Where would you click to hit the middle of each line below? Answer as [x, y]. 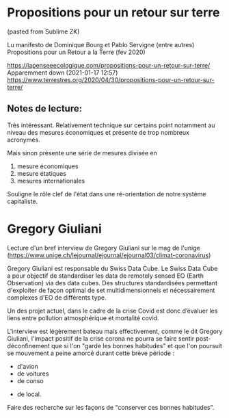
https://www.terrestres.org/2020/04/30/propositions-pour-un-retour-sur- [111, 79]
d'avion [28, 366]
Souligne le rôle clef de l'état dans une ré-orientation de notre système [107, 194]
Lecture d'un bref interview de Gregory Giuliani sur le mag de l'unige [104, 248]
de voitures [33, 374]
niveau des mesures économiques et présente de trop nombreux [98, 132]
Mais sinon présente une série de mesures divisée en [82, 153]
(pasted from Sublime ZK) [43, 31]
